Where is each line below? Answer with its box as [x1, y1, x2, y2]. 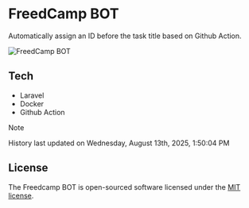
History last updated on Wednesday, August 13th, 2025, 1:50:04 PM [8, 138, 230, 148]
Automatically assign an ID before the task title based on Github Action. [8, 31, 242, 40]
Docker [19, 98, 45, 108]
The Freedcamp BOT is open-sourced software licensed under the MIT [8, 182, 241, 191]
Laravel [19, 91, 45, 100]
